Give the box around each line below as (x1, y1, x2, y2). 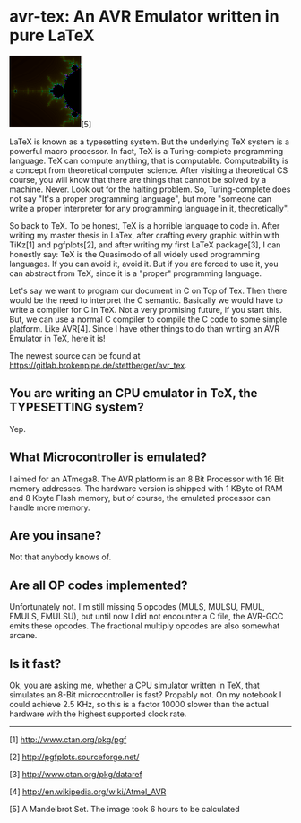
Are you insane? (9, 527, 102, 543)
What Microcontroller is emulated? (9, 450, 208, 465)
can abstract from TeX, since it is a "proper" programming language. (9, 267, 262, 279)
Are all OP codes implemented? (9, 577, 188, 593)
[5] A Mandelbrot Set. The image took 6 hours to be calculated (9, 804, 240, 814)
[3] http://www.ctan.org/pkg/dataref (9, 769, 143, 779)
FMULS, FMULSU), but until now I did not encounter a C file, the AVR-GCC (9, 611, 284, 622)
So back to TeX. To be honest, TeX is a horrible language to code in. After (9, 220, 280, 230)
